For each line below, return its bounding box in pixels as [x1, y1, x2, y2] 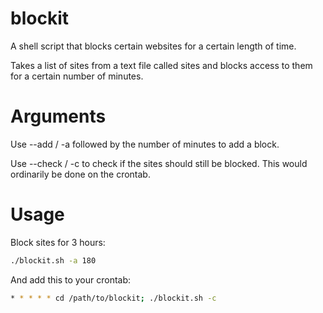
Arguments [10, 105, 107, 128]
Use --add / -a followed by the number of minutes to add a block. [10, 138, 280, 150]
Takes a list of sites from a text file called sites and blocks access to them [10, 59, 313, 71]
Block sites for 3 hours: [10, 236, 106, 248]
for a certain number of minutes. [10, 70, 144, 82]
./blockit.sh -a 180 [10, 255, 97, 266]
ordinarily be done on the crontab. [10, 168, 151, 180]
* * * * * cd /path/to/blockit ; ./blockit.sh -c [10, 293, 217, 303]
